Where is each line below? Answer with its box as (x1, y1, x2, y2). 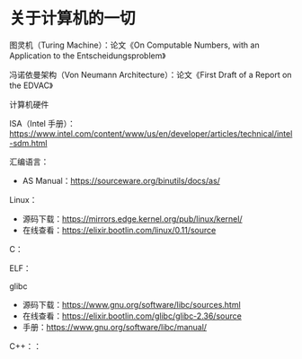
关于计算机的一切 (9, 8, 137, 29)
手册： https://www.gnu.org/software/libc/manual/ (22, 321, 208, 332)
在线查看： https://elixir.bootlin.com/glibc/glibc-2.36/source (22, 311, 243, 321)
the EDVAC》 (9, 80, 54, 91)
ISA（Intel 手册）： (9, 118, 76, 128)
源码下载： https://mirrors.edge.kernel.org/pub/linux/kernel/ (22, 213, 243, 224)
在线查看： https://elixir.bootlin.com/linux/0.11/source (22, 224, 217, 235)
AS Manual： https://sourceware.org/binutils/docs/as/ (22, 175, 220, 186)
